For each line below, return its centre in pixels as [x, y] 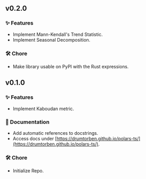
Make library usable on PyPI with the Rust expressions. [71, 66]
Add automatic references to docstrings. [55, 133]
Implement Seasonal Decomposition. [51, 40]
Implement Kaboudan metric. [43, 109]
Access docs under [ [35, 138]
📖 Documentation [27, 122]
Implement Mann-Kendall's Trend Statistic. [58, 34]
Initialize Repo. [28, 171]
